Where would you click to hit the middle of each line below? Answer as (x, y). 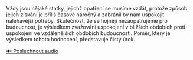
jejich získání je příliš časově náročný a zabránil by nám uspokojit (85, 15)
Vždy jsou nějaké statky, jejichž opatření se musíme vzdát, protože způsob (97, 8)
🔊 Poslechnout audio (32, 51)
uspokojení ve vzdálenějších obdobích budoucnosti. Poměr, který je (88, 33)
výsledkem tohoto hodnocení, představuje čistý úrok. (71, 39)
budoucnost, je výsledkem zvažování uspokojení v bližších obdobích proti (96, 27)
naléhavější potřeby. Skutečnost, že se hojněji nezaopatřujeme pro (87, 21)
